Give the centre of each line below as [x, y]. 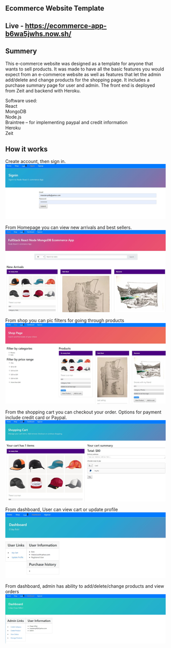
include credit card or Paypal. [36, 417]
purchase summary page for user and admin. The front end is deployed [80, 85]
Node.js [13, 117]
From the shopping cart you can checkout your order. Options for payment [83, 412]
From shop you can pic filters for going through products [65, 320]
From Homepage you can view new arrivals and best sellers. [69, 227]
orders [12, 591]
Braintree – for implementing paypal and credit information [66, 122]
